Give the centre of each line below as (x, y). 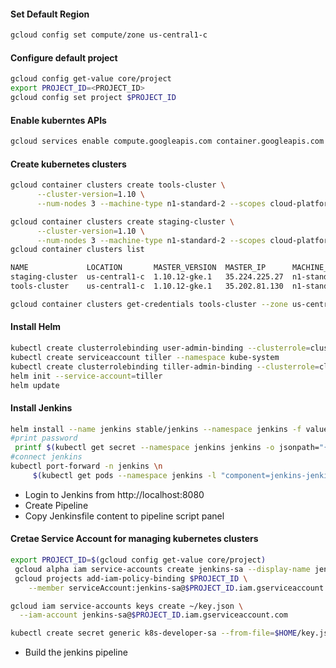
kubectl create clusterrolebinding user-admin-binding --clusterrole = (160, 348)
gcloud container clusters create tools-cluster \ (118, 185)
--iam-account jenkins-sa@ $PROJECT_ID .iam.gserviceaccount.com (153, 615)
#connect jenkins (46, 457)
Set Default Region (50, 14)
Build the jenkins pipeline (76, 652)
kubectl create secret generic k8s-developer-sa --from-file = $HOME (154, 633)
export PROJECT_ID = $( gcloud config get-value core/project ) (138, 560)
